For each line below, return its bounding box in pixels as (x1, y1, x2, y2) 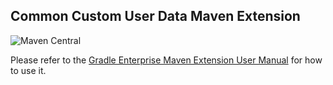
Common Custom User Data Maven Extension (10, 8, 301, 25)
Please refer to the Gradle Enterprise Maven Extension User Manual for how (10, 54, 323, 66)
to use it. (10, 64, 47, 76)
